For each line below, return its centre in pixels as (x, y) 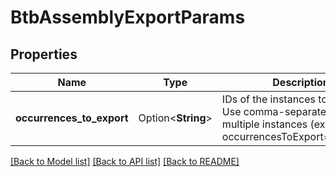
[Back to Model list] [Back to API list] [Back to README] (125, 161)
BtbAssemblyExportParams (128, 17)
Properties (44, 54)
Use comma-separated (277, 111)
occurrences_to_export (72, 118)
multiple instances (264, 124)
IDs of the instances (269, 99)
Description (301, 82)
